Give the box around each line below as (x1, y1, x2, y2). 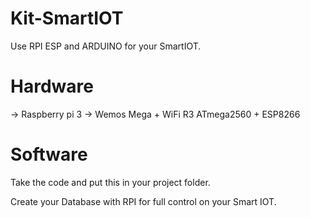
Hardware (10, 75, 94, 98)
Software (10, 143, 88, 166)
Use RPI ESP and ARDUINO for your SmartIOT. (10, 40, 202, 52)
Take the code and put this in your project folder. (10, 176, 211, 188)
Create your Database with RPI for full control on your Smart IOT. (10, 195, 277, 207)
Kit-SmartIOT (10, 7, 124, 30)
